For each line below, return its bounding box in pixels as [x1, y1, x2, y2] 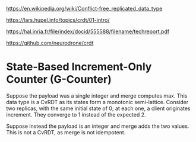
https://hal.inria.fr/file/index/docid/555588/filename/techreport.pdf [6, 28, 170, 35]
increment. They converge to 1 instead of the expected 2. [6, 111, 147, 118]
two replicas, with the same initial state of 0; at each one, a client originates [6, 105, 191, 112]
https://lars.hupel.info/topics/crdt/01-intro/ [6, 17, 110, 23]
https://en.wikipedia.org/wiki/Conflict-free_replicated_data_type [6, 5, 163, 12]
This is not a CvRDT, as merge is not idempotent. [6, 128, 126, 135]
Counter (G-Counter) [6, 73, 112, 86]
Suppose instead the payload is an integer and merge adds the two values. [6, 122, 189, 130]
